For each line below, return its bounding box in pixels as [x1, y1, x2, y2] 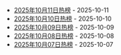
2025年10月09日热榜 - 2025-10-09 [13, 23, 115, 31]
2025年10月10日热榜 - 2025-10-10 [13, 14, 112, 23]
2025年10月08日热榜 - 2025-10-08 [13, 32, 115, 40]
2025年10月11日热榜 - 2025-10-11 [13, 6, 109, 14]
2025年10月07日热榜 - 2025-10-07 [13, 41, 113, 48]
